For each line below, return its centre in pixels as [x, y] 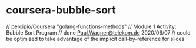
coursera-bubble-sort [61, 10]
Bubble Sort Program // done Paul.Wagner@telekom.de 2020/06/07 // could [98, 32]
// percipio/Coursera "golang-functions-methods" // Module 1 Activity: [91, 26]
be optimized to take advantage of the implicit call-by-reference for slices [95, 39]
